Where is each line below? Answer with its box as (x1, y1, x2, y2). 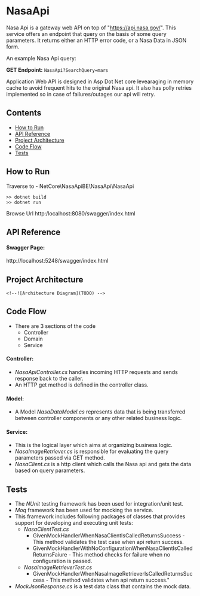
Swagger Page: (6, 244, 45, 251)
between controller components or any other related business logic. (14, 415, 182, 422)
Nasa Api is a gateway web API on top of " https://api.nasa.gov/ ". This (6, 24, 176, 31)
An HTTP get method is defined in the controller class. (14, 381, 149, 388)
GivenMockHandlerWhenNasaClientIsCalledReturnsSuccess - (32, 532, 185, 539)
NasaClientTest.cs (23, 525, 69, 533)
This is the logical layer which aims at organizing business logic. (14, 442, 173, 449)
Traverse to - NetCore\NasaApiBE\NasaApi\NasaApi (6, 183, 134, 190)
